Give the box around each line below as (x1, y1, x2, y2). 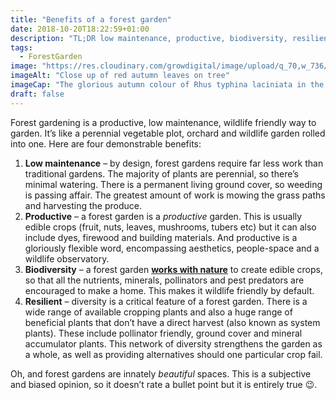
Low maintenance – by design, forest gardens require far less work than (24, 157, 324, 169)
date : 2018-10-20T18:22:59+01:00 (10, 24, 150, 34)
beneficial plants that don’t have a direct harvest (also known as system (24, 316, 321, 328)
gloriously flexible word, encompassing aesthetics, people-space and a (24, 242, 320, 254)
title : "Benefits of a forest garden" (10, 14, 172, 25)
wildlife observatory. (24, 252, 110, 265)
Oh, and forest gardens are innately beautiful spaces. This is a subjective (10, 367, 312, 380)
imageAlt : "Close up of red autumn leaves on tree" (10, 71, 230, 81)
